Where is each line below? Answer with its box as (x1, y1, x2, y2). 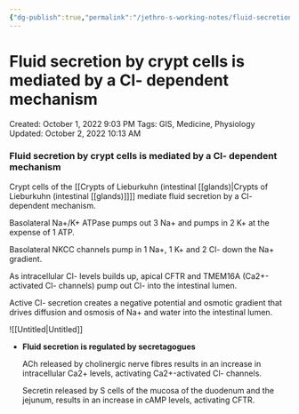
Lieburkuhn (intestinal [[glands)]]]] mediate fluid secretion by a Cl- (9, 190, 253, 201)
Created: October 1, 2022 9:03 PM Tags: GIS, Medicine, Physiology (9, 118, 255, 129)
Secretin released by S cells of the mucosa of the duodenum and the (21, 385, 274, 395)
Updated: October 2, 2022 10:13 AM (9, 128, 141, 139)
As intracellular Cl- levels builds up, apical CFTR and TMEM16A (9, 270, 241, 281)
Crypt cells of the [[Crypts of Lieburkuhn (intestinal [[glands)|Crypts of (9, 181, 269, 192)
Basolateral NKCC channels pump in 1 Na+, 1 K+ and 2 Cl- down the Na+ (9, 243, 274, 254)
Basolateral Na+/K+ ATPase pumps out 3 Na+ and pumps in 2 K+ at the (9, 217, 270, 227)
